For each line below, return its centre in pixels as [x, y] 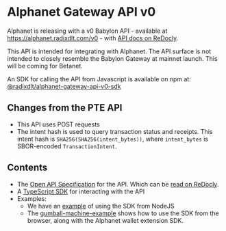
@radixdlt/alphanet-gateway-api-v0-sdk [64, 86]
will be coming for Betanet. [45, 66]
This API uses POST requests [59, 124]
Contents [27, 168]
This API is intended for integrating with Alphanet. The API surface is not [109, 51]
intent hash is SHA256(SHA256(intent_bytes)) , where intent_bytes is [113, 139]
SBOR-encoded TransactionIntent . [67, 146]
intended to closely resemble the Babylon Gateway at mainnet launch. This [112, 58]
